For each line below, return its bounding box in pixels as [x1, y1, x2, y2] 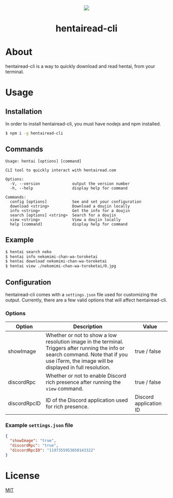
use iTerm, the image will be [45, 358, 113, 365]
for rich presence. [45, 403, 89, 411]
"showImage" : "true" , [10, 438, 57, 443]
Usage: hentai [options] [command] [5, 158, 82, 164]
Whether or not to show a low [45, 332, 117, 339]
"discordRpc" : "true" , [10, 443, 59, 448]
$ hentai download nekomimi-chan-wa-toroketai [5, 259, 107, 264]
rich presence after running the [45, 379, 121, 386]
